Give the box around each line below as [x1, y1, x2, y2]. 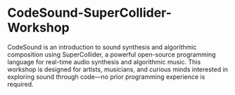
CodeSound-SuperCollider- [7, 5, 172, 21]
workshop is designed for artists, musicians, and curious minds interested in [7, 65, 229, 73]
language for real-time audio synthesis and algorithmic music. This [7, 57, 201, 66]
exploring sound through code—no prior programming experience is [7, 72, 205, 81]
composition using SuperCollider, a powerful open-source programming [7, 50, 216, 59]
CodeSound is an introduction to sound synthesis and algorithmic [7, 43, 197, 51]
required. [7, 80, 34, 88]
